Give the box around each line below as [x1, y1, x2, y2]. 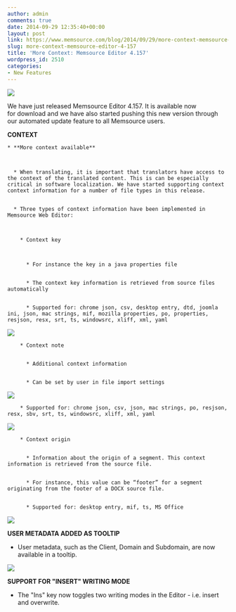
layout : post [7, 30, 46, 37]
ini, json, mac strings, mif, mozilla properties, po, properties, [7, 310, 209, 317]
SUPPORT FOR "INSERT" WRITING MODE [7, 577, 131, 585]
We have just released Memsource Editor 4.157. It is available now [7, 101, 197, 110]
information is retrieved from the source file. [7, 460, 152, 468]
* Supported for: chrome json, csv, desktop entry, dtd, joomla [25, 304, 218, 311]
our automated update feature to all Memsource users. [7, 117, 166, 125]
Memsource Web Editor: [7, 212, 74, 219]
